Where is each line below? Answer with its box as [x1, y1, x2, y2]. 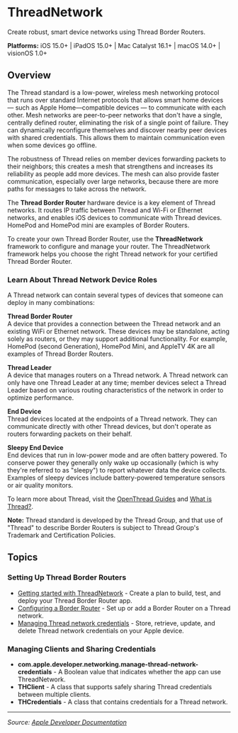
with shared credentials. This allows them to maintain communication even [7, 133, 225, 142]
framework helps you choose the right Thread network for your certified [7, 249, 218, 258]
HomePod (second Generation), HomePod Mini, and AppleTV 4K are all [7, 342, 215, 351]
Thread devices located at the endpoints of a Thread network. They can [7, 415, 217, 423]
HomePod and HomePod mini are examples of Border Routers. [7, 221, 190, 229]
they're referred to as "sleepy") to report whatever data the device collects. [7, 466, 227, 475]
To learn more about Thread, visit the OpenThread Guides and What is [7, 495, 212, 503]
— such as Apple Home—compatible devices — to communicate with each [7, 103, 227, 112]
